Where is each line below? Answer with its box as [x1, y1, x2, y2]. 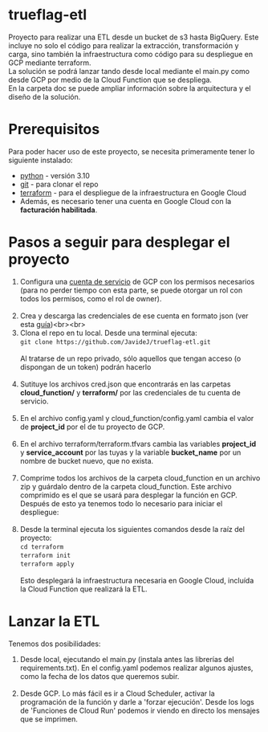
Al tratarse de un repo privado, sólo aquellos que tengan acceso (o [19, 354, 242, 363]
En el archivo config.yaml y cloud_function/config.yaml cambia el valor [19, 413, 254, 423]
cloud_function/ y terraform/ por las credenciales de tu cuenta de [19, 387, 241, 397]
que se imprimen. [19, 714, 78, 724]
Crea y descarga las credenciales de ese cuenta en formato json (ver [19, 311, 249, 321]
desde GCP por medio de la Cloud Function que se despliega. [8, 75, 213, 84]
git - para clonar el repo [19, 179, 99, 189]
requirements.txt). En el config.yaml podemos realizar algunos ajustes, [19, 663, 254, 673]
